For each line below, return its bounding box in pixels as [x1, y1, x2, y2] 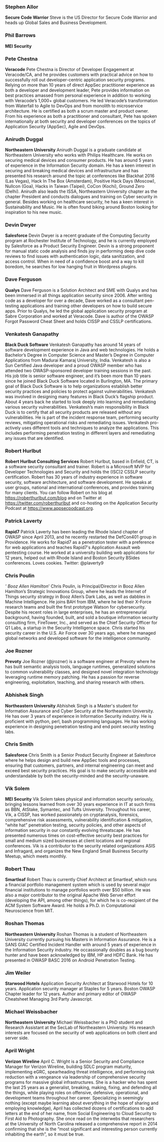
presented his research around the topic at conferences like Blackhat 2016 [5, 173, 155, 179]
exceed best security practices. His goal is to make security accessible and [5, 767, 157, 774]
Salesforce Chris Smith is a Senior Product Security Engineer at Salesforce [5, 752, 156, 758]
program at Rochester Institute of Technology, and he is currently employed [5, 238, 157, 244]
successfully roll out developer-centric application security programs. [5, 77, 145, 83]
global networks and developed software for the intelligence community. [5, 635, 151, 641]
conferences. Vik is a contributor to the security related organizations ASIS [5, 843, 155, 849]
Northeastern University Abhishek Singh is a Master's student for [5, 703, 138, 708]
